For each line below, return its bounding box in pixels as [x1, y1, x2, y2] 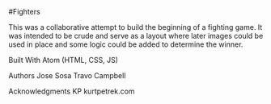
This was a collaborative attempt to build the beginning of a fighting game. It [8, 23, 263, 31]
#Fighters [8, 7, 40, 16]
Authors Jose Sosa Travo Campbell [8, 71, 126, 80]
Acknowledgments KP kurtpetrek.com [8, 86, 135, 96]
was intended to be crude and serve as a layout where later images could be [8, 31, 264, 40]
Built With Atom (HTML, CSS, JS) [8, 56, 119, 64]
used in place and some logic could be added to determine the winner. [8, 40, 243, 49]
